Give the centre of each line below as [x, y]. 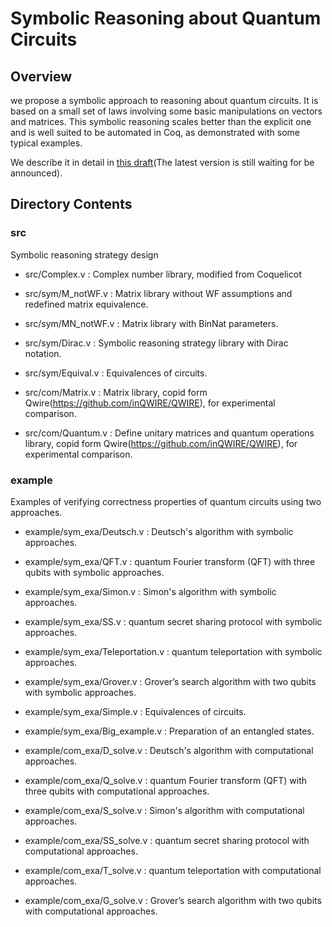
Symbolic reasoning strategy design [84, 254]
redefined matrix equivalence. [86, 304]
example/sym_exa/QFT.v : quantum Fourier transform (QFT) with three [170, 561]
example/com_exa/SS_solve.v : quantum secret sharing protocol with [167, 840]
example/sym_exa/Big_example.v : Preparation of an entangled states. [169, 731]
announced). [36, 173]
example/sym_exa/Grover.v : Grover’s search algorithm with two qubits [170, 681]
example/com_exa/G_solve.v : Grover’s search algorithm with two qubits [173, 900]
